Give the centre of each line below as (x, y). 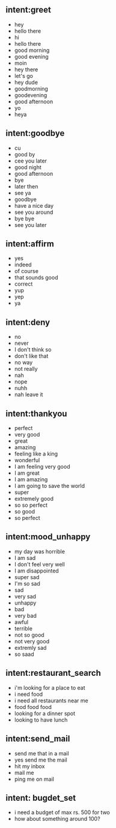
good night (28, 167)
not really (26, 369)
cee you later (31, 161)
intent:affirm (30, 244)
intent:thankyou (36, 413)
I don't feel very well (40, 564)
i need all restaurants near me (51, 701)
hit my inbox (29, 766)
